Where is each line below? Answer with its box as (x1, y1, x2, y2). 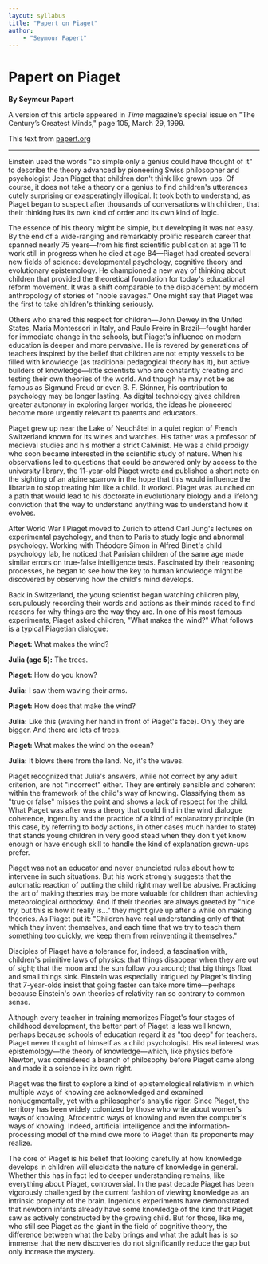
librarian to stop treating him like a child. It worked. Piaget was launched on (8, 483, 255, 493)
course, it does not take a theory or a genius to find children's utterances (8, 183, 249, 192)
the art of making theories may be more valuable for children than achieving (8, 888, 258, 898)
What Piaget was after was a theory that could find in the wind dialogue (8, 805, 243, 815)
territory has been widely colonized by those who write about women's (8, 1105, 242, 1114)
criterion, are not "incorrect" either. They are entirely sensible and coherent (8, 780, 256, 790)
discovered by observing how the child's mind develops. (8, 575, 194, 585)
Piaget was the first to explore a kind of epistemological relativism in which (8, 1079, 254, 1089)
